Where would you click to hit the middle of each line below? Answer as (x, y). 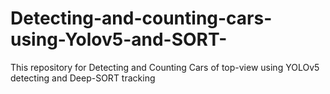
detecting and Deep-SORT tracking (83, 78)
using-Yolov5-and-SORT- (119, 39)
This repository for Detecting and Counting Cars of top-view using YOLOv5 (165, 67)
